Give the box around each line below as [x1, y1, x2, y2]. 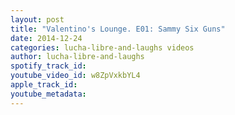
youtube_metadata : [10, 89, 87, 99]
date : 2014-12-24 [10, 33, 83, 43]
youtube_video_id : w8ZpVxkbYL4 [10, 71, 141, 81]
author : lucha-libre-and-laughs [10, 52, 145, 62]
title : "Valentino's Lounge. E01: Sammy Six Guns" [10, 24, 226, 34]
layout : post [10, 14, 65, 25]
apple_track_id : [10, 80, 78, 90]
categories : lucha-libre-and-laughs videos [10, 42, 195, 53]
